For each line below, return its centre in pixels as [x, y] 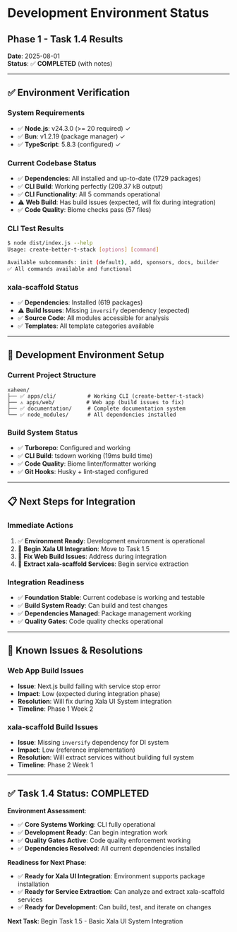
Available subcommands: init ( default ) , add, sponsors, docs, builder [113, 263]
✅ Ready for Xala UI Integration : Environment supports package [111, 876]
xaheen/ [19, 390]
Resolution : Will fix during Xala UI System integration [95, 701]
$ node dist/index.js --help [50, 243]
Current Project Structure [52, 375]
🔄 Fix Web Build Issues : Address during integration [92, 556]
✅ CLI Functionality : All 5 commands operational [89, 194]
